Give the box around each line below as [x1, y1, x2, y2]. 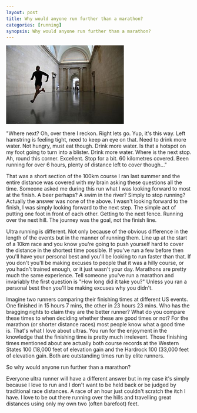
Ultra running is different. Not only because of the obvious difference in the [6, 228, 188, 235]
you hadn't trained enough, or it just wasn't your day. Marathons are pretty [6, 265, 187, 273]
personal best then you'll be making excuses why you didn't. [6, 284, 153, 291]
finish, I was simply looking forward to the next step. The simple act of [6, 204, 176, 211]
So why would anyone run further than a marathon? [6, 363, 131, 371]
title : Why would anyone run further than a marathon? [6, 15, 143, 22]
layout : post [6, 9, 38, 15]
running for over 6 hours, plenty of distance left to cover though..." [6, 161, 168, 168]
